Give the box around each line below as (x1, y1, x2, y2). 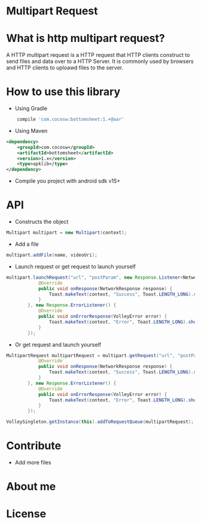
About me (6, 480, 56, 493)
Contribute (6, 439, 62, 453)
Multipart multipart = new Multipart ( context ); (6, 230, 127, 236)
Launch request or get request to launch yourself (14, 263, 136, 270)
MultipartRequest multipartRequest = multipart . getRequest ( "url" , (6, 352, 175, 358)
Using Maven (14, 127, 48, 134)
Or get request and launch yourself (14, 341, 102, 348)
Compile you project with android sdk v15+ (14, 178, 121, 185)
